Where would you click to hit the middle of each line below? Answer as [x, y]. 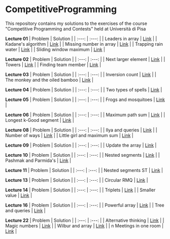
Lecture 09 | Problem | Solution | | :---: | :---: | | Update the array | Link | [81, 145]
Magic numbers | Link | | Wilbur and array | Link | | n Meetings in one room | [84, 226]
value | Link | [19, 195]
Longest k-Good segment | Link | [40, 120]
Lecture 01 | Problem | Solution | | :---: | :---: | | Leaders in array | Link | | [81, 39]
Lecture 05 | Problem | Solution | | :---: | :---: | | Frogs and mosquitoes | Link [85, 99]
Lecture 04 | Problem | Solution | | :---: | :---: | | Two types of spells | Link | [84, 89]
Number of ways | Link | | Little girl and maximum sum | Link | [69, 135]
